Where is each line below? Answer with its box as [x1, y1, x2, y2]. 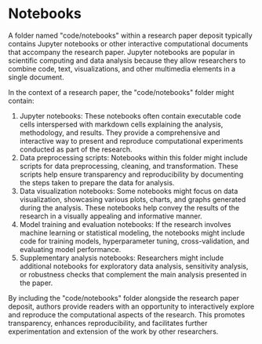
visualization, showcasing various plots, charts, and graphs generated [19, 194, 246, 204]
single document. [8, 72, 64, 82]
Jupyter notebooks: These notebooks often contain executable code [19, 111, 242, 120]
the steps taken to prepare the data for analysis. [19, 177, 175, 187]
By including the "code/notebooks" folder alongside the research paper [8, 293, 239, 302]
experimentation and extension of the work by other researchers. [8, 327, 219, 336]
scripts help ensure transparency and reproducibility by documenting [19, 170, 244, 179]
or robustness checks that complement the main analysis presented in [19, 269, 247, 279]
